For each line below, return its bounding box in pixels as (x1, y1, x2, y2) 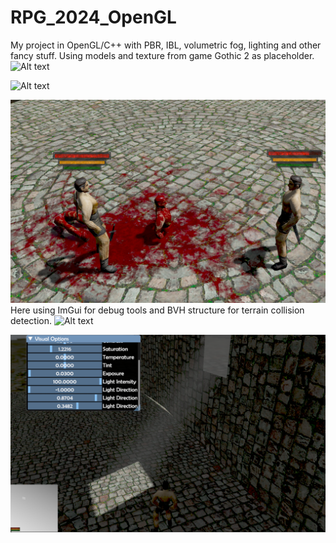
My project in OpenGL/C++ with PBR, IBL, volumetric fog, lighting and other (10, 39, 322, 51)
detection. (10, 314, 53, 326)
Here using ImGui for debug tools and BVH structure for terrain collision (10, 304, 305, 316)
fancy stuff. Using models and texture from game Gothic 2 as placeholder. (10, 49, 315, 61)
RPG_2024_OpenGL (10, 6, 177, 29)
